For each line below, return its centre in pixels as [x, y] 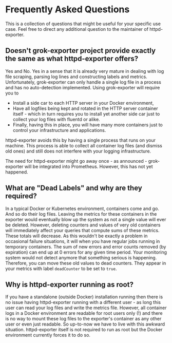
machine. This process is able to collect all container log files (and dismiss [84, 145]
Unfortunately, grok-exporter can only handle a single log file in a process [83, 82]
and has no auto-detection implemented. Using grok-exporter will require [83, 87]
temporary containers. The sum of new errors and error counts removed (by [86, 246]
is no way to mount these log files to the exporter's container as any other [83, 319]
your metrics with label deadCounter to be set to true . [61, 269]
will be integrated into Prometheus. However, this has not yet [89, 166]
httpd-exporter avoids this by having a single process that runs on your [80, 140]
